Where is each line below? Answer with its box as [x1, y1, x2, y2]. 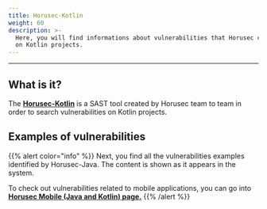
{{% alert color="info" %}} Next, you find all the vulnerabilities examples [8, 151, 245, 161]
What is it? [8, 78, 62, 91]
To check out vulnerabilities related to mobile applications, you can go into [8, 183, 252, 192]
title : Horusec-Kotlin [8, 11, 83, 20]
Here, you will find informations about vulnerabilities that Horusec [15, 33, 254, 42]
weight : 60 [8, 19, 44, 27]
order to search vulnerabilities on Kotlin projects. [8, 107, 168, 116]
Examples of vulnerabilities [8, 130, 145, 143]
